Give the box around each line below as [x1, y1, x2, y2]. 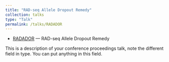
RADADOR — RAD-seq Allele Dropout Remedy [12, 36, 110, 42]
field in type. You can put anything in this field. [5, 51, 103, 57]
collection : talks [5, 12, 44, 17]
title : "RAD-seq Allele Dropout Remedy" [5, 7, 92, 13]
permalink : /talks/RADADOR [5, 21, 62, 27]
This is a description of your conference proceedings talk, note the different [5, 45, 164, 51]
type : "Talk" [5, 17, 33, 22]
